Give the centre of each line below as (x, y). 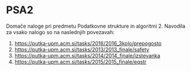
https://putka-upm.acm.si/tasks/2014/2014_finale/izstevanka (87, 55)
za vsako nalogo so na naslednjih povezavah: (60, 32)
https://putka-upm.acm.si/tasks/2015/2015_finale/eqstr (80, 62)
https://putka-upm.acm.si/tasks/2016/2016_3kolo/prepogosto (88, 43)
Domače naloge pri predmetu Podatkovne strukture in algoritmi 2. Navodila (96, 26)
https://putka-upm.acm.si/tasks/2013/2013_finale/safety (82, 49)
